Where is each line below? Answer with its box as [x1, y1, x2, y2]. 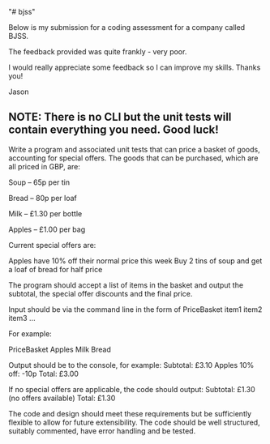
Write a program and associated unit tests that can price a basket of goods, [8, 144, 261, 154]
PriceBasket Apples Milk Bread [8, 344, 112, 354]
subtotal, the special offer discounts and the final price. [8, 288, 193, 298]
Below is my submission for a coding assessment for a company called [8, 23, 246, 32]
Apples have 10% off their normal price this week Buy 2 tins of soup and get [8, 255, 263, 266]
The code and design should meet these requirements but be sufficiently [8, 408, 252, 418]
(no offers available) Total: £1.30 [8, 393, 116, 403]
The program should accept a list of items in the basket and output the [8, 280, 244, 290]
